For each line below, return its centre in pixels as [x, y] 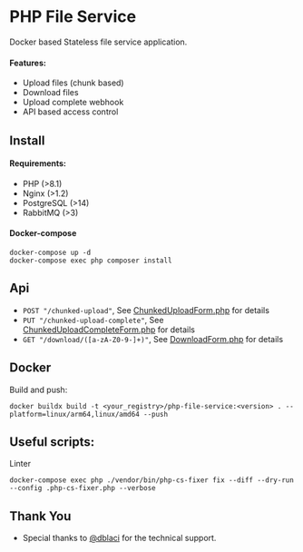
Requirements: [38, 163]
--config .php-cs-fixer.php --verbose [83, 488]
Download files [50, 93]
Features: [28, 63]
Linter [20, 464]
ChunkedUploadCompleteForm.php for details [108, 330]
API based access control [70, 112]
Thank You [40, 516]
